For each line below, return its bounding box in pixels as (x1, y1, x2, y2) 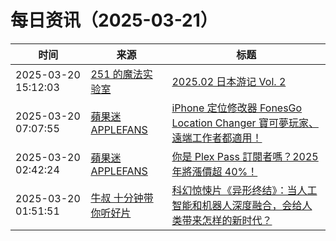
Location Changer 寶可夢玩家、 (171, 116, 319, 130)
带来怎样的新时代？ (181, 213, 273, 227)
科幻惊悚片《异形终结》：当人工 (171, 183, 318, 197)
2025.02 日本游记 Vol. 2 (171, 74, 287, 88)
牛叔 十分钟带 (90, 191, 154, 205)
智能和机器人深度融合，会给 (171, 198, 303, 212)
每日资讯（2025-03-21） (10, 9, 218, 32)
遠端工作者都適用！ (171, 131, 263, 145)
